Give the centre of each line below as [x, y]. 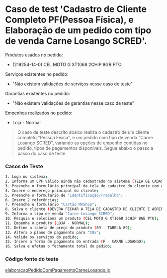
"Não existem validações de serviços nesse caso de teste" [73, 84]
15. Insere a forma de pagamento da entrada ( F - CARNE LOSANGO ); [75, 242]
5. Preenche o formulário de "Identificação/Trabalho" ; [64, 195]
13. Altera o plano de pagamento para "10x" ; [53, 232]
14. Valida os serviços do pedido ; [42, 237]
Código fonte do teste [32, 259]
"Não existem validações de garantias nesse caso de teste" [73, 103]
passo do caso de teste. [42, 153]
